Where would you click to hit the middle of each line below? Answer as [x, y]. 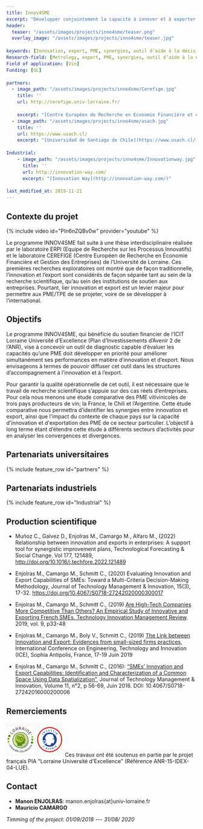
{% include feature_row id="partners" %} [58, 469]
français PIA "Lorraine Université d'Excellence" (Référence [79, 761]
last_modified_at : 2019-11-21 [44, 191]
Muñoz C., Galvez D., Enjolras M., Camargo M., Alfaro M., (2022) [95, 536]
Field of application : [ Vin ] [43, 63]
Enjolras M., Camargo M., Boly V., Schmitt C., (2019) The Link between [102, 636]
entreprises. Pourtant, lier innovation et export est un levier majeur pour [95, 288]
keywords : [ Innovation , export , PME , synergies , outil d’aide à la [93, 51]
